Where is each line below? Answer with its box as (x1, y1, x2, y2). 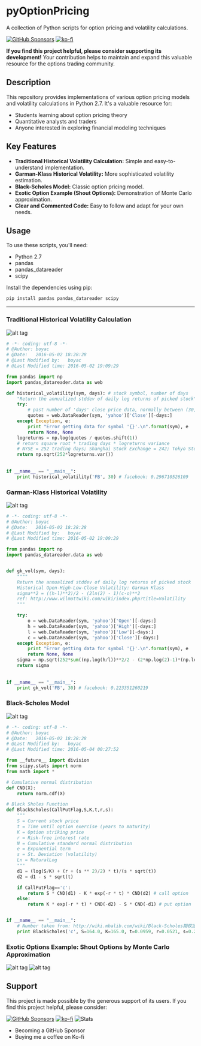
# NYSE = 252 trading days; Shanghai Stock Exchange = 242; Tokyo (17, 446, 186, 452)
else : (17, 895, 31, 902)
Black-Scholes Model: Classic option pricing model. (14, 183, 144, 190)
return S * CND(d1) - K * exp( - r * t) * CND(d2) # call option (28, 890, 188, 896)
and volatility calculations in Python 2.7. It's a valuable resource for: (6, 100, 172, 107)
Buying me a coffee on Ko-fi (14, 1033, 85, 1040)
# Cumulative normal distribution (6, 779, 93, 785)
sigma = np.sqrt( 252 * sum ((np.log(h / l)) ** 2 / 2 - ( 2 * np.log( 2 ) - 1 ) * (17, 657, 181, 663)
